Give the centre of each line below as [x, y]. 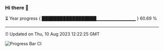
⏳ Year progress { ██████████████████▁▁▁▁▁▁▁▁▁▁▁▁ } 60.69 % [81, 18]
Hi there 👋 [17, 8]
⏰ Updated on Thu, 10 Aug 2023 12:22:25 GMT [52, 34]
